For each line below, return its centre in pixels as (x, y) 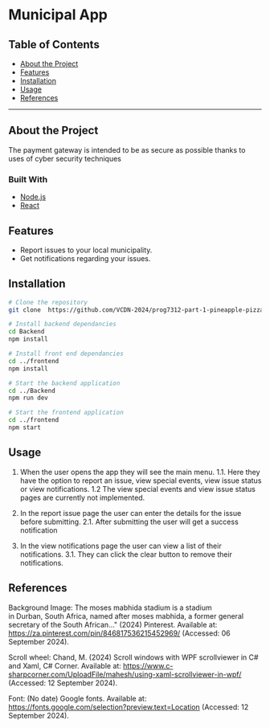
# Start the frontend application (66, 413)
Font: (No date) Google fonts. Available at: (78, 698)
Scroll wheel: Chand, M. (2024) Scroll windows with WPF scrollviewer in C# (133, 657)
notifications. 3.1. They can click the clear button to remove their (126, 554)
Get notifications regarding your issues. (85, 258)
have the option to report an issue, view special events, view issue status (141, 481)
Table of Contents (54, 45)
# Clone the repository (48, 302)
